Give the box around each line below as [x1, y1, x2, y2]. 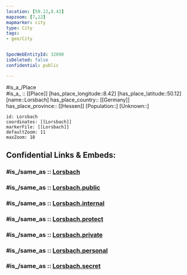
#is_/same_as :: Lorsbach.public [6, 183, 101, 191]
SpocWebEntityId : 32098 [6, 52, 64, 57]
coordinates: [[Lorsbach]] [6, 118, 72, 125]
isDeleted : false [6, 57, 49, 63]
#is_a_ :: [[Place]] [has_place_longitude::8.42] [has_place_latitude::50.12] [6, 90, 182, 97]
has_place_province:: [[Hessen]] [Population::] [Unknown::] [6, 102, 149, 109]
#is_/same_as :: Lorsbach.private [6, 230, 103, 239]
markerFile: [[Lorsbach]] [6, 124, 69, 130]
